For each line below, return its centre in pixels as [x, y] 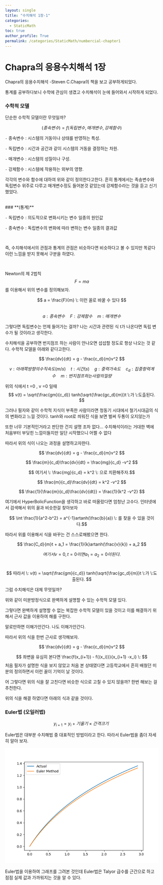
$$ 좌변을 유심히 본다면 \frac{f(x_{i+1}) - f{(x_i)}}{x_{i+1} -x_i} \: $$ [82, 657]
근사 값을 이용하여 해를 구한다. [43, 616]
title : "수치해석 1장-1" [27, 15]
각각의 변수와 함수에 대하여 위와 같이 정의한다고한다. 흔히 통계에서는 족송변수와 [80, 180]
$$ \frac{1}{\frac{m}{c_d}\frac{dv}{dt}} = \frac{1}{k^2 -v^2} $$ [82, 491]
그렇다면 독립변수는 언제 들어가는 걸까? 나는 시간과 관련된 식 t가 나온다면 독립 [78, 327]
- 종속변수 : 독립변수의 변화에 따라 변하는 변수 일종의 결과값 [61, 228]
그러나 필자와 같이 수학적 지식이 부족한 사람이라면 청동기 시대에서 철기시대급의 [79, 410]
